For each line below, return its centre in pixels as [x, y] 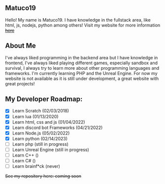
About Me [20, 46]
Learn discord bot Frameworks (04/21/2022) [57, 128]
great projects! [20, 83]
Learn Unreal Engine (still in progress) [51, 150]
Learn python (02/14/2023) [40, 138]
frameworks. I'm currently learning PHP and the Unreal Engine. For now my [81, 73]
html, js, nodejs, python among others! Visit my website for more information [83, 25]
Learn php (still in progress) [40, 144]
